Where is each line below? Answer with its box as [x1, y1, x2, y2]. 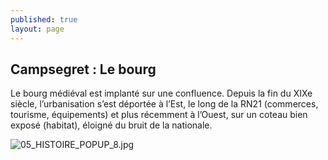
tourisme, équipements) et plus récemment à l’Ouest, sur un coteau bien [10, 109, 308, 121]
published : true [10, 14, 78, 25]
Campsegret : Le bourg [10, 61, 157, 78]
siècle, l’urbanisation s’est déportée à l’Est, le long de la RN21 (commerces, [10, 98, 319, 110]
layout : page [10, 24, 65, 34]
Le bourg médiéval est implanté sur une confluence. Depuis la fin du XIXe [10, 87, 313, 100]
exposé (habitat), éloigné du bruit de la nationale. [10, 119, 213, 131]
